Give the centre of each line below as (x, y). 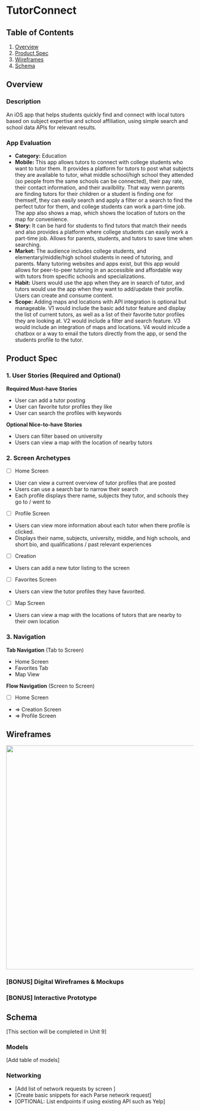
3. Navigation (26, 637)
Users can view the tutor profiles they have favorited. (80, 591)
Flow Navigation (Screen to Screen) (51, 686)
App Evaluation (29, 143)
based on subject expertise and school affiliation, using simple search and (97, 121)
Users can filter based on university (59, 436)
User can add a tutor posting (50, 400)
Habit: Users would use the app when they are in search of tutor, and (100, 283)
